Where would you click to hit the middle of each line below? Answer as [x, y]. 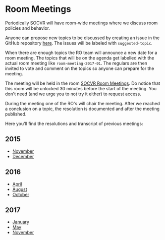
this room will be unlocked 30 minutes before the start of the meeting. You [81, 88]
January [21, 222]
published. [16, 114]
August [20, 189]
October [21, 194]
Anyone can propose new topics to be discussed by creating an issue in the [82, 38]
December [23, 156]
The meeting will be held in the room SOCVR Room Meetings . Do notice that [82, 83]
